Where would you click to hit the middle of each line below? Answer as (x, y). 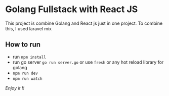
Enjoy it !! (15, 88)
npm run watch (27, 79)
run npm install (29, 57)
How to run (23, 45)
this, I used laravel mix (29, 28)
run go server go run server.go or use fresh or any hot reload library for (88, 62)
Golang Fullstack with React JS (72, 9)
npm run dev (25, 73)
